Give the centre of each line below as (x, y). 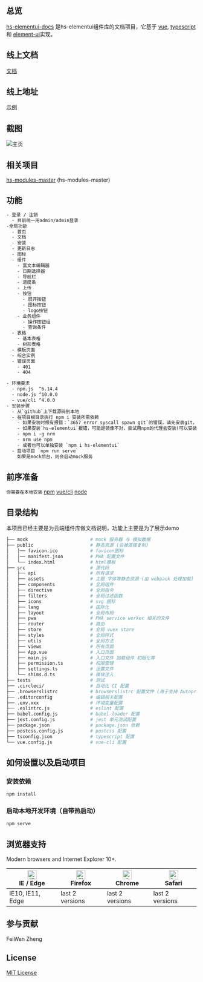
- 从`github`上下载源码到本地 (46, 411)
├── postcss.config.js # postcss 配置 (66, 731)
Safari (173, 883)
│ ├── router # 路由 (56, 624)
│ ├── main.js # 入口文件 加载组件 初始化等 (81, 658)
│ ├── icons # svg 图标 (61, 601)
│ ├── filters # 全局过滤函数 (64, 596)
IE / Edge (32, 883)
